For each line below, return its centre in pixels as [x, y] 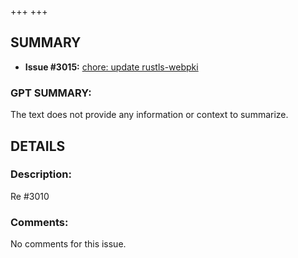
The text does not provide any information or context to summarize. [149, 115]
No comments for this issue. [68, 244]
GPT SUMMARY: [51, 93]
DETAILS [38, 146]
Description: [41, 174]
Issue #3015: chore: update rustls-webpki [111, 67]
